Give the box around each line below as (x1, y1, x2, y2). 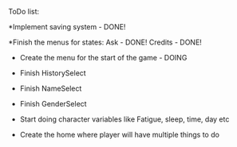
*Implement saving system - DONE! (8, 22, 126, 31)
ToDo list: (8, 7, 40, 16)
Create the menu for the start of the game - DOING (19, 53, 188, 62)
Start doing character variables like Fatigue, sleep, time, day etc (19, 114, 230, 124)
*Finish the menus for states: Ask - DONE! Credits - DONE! (8, 37, 202, 47)
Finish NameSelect (19, 83, 82, 93)
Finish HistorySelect (19, 68, 86, 78)
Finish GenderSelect (19, 99, 87, 108)
